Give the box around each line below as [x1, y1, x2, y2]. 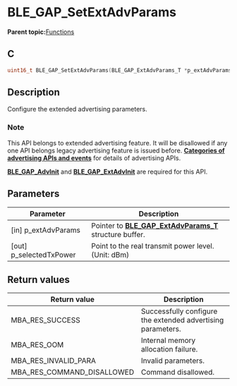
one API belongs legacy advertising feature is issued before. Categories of [7, 146, 225, 155]
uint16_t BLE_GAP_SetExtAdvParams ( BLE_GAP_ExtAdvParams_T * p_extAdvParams [7, 66, 232, 74]
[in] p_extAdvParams [11, 225, 81, 235]
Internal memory [140, 336, 196, 346]
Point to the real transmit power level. [91, 241, 214, 251]
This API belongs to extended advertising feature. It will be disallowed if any [7, 138, 228, 147]
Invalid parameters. [140, 356, 205, 366]
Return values [7, 273, 71, 286]
